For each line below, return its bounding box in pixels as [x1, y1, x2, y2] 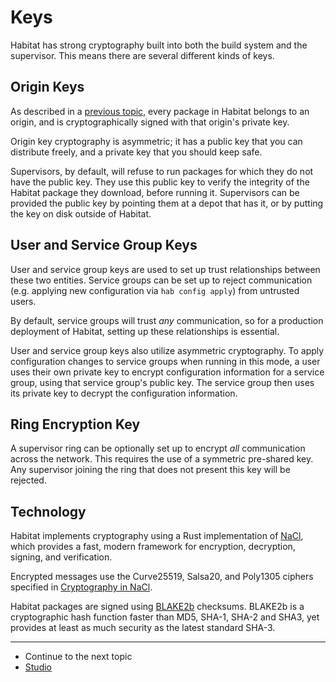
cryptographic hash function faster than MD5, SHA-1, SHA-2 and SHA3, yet [10, 611, 320, 623]
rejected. [10, 474, 47, 486]
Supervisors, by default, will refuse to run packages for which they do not [10, 165, 314, 177]
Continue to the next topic [24, 651, 133, 663]
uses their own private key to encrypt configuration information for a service [10, 366, 325, 378]
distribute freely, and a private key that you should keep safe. [10, 146, 263, 158]
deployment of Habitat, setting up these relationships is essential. [10, 325, 280, 337]
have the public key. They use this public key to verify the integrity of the [10, 176, 310, 188]
